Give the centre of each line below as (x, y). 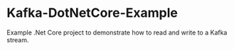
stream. (18, 39)
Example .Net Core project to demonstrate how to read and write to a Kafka (117, 32)
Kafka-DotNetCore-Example (92, 13)
